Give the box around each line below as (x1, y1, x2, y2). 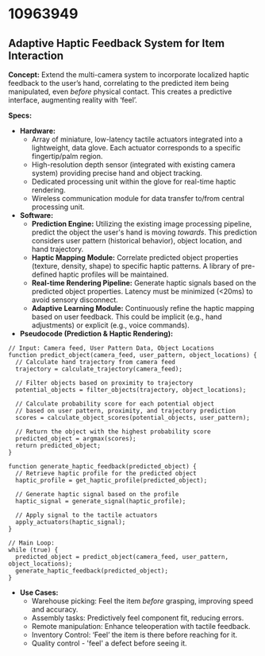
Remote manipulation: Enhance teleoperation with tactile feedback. (31, 622, 252, 631)
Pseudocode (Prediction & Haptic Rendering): (19, 329, 173, 338)
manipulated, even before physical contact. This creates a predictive (8, 87, 232, 96)
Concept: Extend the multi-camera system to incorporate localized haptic (8, 70, 250, 80)
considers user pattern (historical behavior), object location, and (31, 236, 242, 245)
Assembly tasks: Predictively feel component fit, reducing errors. (31, 613, 244, 623)
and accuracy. (31, 605, 79, 614)
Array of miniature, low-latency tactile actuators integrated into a (31, 134, 244, 144)
